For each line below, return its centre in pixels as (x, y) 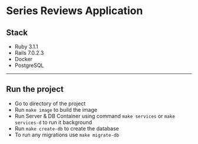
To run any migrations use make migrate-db (67, 135)
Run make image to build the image (56, 109)
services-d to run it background (53, 122)
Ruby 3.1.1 (26, 46)
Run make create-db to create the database (67, 128)
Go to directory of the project (50, 103)
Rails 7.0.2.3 (29, 53)
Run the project (35, 89)
